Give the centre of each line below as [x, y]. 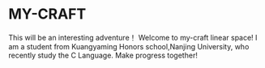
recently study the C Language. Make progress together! [103, 55]
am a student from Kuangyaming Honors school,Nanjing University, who [129, 46]
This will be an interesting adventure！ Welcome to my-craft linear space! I [133, 37]
